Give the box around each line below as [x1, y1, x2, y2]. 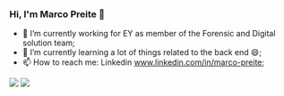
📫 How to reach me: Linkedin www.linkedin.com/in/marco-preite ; [22, 57, 265, 68]
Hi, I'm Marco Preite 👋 [9, 8, 106, 20]
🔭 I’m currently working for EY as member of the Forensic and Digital [22, 28, 276, 39]
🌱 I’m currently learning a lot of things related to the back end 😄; [22, 47, 262, 58]
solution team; [22, 37, 75, 48]
